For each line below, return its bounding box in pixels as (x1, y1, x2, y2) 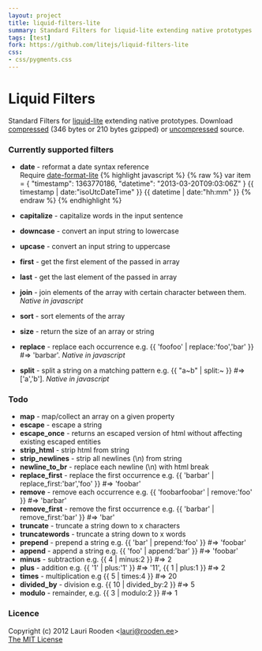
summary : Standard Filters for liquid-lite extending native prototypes (8, 26, 253, 34)
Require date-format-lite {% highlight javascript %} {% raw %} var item (19, 171, 251, 180)
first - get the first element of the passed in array (19, 257, 180, 267)
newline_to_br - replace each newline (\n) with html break (19, 462, 209, 471)
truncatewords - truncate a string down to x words (19, 529, 186, 539)
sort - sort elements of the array (19, 312, 125, 321)
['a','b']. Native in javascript (19, 374, 110, 384)
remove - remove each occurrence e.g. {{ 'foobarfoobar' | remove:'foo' (19, 487, 253, 497)
